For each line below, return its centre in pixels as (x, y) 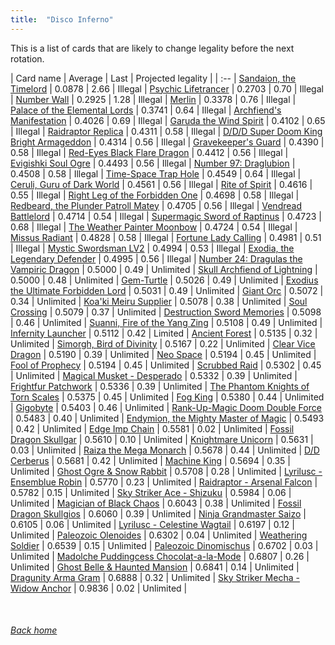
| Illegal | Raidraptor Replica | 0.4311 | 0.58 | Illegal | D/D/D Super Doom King (166, 131)
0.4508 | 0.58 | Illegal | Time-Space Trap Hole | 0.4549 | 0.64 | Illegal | (156, 173)
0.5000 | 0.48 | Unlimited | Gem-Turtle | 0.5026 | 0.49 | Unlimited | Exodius (164, 280)
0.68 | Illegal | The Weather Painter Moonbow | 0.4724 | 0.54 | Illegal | (154, 227)
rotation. (27, 58)
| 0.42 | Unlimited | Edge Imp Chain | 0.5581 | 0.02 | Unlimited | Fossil (152, 428)
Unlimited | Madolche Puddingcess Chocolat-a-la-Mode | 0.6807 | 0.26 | (160, 556)
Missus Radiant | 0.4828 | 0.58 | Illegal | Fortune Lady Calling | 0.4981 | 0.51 (166, 237)
